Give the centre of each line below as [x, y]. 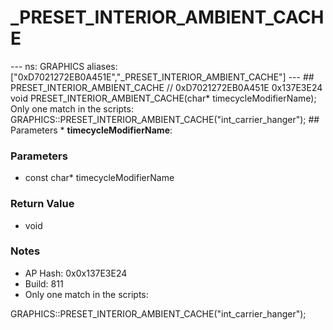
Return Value [42, 204]
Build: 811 [44, 283]
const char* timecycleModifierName [99, 178]
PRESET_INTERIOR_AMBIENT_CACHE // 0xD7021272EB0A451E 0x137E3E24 [166, 87]
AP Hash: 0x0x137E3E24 [76, 273]
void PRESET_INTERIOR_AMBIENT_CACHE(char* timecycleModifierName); [163, 98]
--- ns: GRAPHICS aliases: [64, 66]
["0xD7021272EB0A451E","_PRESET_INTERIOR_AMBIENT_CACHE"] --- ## [162, 77]
